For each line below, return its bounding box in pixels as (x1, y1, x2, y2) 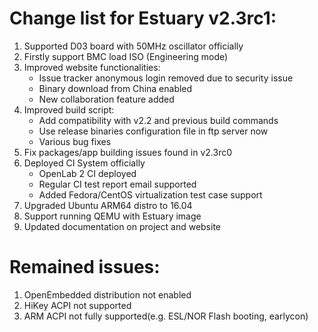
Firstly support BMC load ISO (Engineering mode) (23, 50, 229, 62)
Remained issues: (9, 256, 161, 279)
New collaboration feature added (38, 93, 175, 105)
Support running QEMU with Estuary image (23, 210, 202, 222)
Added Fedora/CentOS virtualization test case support (38, 188, 263, 201)
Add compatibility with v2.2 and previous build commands (38, 114, 279, 126)
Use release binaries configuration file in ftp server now (38, 125, 269, 137)
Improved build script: (23, 103, 115, 116)
